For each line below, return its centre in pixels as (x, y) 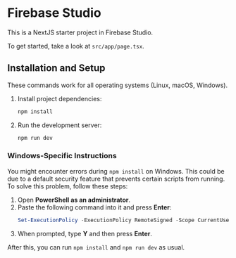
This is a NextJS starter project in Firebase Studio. (80, 32)
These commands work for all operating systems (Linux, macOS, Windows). (117, 85)
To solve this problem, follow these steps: (68, 186)
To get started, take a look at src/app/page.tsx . (76, 46)
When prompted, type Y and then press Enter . (85, 233)
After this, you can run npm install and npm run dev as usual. (96, 247)
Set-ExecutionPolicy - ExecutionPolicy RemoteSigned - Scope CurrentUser (125, 220)
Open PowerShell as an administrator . (74, 200)
